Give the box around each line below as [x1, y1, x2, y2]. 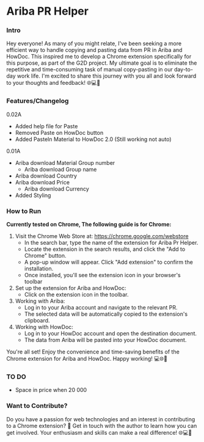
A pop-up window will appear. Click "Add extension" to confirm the [24, 258, 194, 266]
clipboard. [24, 317, 50, 324]
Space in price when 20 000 [15, 386, 87, 394]
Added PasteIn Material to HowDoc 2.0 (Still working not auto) [15, 136, 172, 143]
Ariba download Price [15, 178, 70, 186]
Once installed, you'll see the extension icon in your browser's [24, 272, 181, 279]
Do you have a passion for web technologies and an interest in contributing [6, 415, 195, 422]
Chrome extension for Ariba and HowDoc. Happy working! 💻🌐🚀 [6, 355, 168, 363]
